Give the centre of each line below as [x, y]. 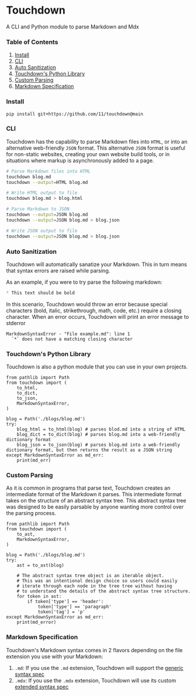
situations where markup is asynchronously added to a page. [80, 160]
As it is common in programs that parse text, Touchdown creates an [88, 488]
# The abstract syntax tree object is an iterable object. [91, 576]
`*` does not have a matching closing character [72, 339]
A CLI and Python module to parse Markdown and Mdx [73, 27]
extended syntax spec [41, 687]
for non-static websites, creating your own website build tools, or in [88, 154]
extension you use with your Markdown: [54, 656]
